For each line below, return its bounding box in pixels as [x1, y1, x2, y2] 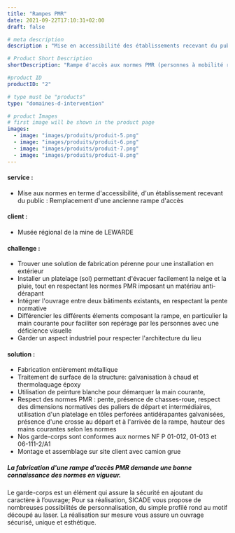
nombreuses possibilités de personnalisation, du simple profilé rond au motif [7, 504, 228, 512]
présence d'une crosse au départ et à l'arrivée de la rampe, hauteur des [17, 417, 225, 426]
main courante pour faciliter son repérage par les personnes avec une [17, 319, 219, 328]
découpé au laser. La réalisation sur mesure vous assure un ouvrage [7, 511, 204, 519]
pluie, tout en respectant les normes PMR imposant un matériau [17, 282, 201, 291]
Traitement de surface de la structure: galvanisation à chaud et [17, 373, 199, 382]
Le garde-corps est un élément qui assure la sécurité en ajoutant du [7, 488, 203, 497]
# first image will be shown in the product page [7, 119, 155, 126]
